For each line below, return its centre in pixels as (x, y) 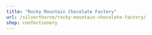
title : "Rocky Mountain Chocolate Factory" (62, 12)
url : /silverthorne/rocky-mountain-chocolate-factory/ (76, 17)
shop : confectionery (32, 23)
